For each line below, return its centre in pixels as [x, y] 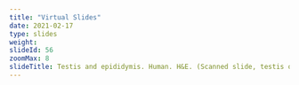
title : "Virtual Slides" [55, 17]
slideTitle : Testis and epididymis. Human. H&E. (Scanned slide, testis [147, 67]
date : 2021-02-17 [41, 26]
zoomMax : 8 [29, 58]
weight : [24, 42]
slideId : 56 [31, 50]
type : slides [33, 34]
